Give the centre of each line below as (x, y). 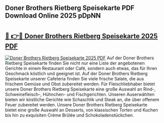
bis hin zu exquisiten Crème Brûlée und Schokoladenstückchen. (69, 115)
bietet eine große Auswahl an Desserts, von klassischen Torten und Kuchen (82, 110)
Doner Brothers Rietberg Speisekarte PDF (70, 8)
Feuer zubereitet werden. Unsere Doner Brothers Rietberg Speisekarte (76, 105)
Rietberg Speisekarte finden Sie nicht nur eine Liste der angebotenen (75, 63)
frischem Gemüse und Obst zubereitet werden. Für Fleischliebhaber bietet (80, 84)
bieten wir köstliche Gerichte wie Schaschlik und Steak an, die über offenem (82, 99)
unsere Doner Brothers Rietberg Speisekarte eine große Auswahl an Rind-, (80, 89)
